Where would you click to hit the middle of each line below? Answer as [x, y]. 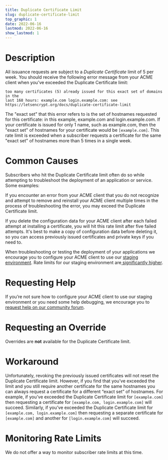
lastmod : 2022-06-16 [27, 29]
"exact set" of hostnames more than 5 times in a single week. [68, 140]
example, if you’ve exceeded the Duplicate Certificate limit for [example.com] [84, 397]
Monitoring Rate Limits [53, 438]
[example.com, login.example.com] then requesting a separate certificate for [84, 413]
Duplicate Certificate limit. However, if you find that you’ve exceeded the [80, 381]
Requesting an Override [56, 327]
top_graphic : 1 [21, 19]
